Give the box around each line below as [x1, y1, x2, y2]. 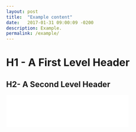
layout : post [6, 8, 38, 15]
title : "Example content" [6, 14, 73, 20]
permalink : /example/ [6, 31, 60, 37]
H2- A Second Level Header [6, 79, 111, 89]
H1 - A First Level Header [6, 56, 130, 70]
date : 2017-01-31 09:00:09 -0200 [6, 19, 94, 25]
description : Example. [6, 25, 62, 31]
